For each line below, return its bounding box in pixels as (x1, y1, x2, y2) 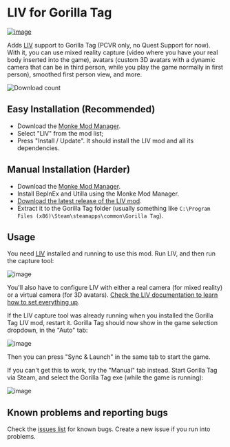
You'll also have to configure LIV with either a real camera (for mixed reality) (7, 284, 223, 292)
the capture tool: (7, 257, 54, 265)
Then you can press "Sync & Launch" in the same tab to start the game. (7, 353, 211, 361)
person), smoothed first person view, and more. (7, 70, 143, 79)
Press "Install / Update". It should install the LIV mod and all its (17, 136, 194, 145)
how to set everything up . (7, 298, 80, 306)
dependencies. (17, 143, 60, 152)
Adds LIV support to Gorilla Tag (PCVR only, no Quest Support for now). (7, 41, 211, 49)
